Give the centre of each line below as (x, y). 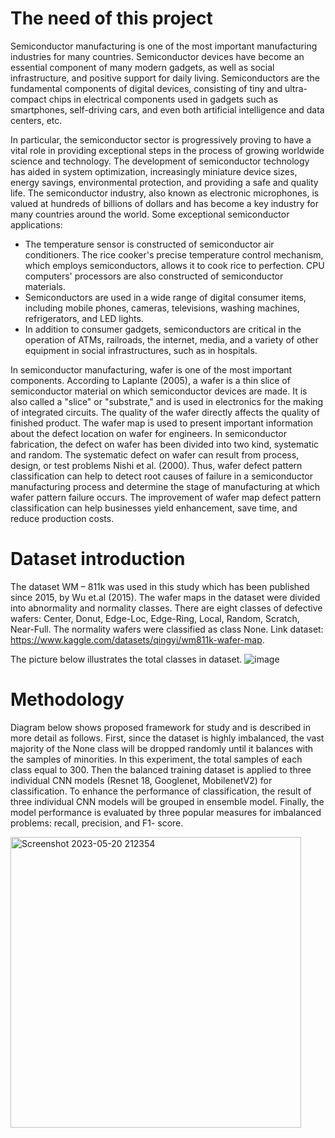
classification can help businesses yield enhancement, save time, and (154, 508)
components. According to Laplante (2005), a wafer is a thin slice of (150, 380)
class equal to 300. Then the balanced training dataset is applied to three (161, 769)
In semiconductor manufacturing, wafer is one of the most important (151, 369)
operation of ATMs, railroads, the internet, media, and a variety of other (171, 339)
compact (28, 99)
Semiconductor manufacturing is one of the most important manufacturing (164, 46)
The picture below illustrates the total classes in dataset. (126, 659)
